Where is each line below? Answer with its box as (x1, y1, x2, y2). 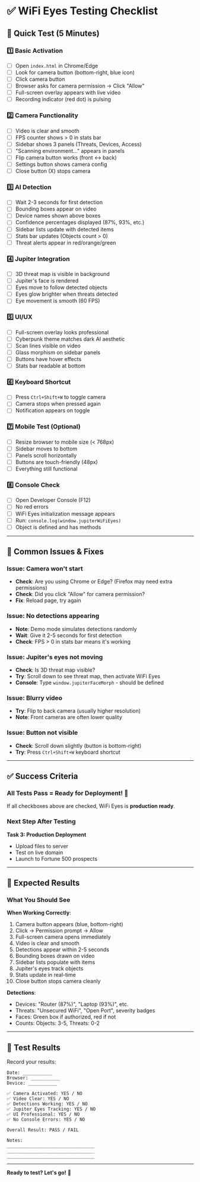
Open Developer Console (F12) (15, 497, 91, 504)
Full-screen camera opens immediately (15, 933, 112, 940)
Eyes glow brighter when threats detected (15, 290, 118, 298)
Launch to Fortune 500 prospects (15, 855, 97, 862)
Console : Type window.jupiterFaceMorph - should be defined (15, 679, 164, 686)
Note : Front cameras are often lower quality (15, 714, 122, 721)
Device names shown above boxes (15, 212, 101, 220)
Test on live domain (15, 849, 64, 856)
